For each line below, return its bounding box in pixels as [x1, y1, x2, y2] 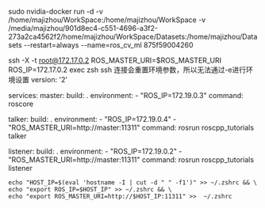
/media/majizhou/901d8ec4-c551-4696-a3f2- [8, 24, 159, 32]
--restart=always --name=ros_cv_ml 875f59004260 [23, 40, 194, 50]
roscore [8, 99, 34, 108]
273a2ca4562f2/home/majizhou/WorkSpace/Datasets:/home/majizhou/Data [8, 32, 258, 41]
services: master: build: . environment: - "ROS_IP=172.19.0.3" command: [8, 91, 244, 100]
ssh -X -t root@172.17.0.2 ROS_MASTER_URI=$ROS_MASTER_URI [8, 55, 222, 65]
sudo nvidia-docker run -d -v [8, 7, 103, 16]
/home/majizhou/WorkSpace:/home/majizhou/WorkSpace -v [8, 15, 206, 25]
